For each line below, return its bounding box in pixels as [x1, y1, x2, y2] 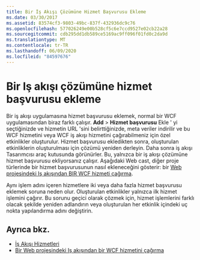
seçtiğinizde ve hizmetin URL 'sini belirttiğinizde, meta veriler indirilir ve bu [6, 125, 190, 132]
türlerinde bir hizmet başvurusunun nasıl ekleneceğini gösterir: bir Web [6, 163, 182, 170]
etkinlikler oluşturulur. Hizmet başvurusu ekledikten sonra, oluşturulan [6, 138, 179, 145]
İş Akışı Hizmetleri [14, 240, 60, 247]
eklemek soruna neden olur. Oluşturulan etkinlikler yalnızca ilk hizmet [6, 188, 177, 195]
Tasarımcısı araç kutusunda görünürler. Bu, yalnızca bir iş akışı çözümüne [6, 150, 188, 158]
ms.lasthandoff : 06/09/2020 [6, 48, 77, 54]
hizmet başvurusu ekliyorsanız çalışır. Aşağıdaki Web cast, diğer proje [6, 157, 179, 164]
